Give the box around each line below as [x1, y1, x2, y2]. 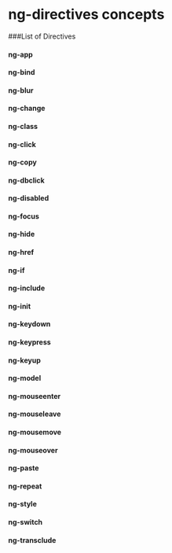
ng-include [8, 283, 46, 293]
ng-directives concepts [8, 6, 165, 24]
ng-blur [8, 85, 34, 95]
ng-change [8, 104, 46, 113]
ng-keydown [8, 319, 51, 329]
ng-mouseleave [8, 409, 61, 418]
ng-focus [8, 211, 39, 221]
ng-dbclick [8, 175, 45, 185]
